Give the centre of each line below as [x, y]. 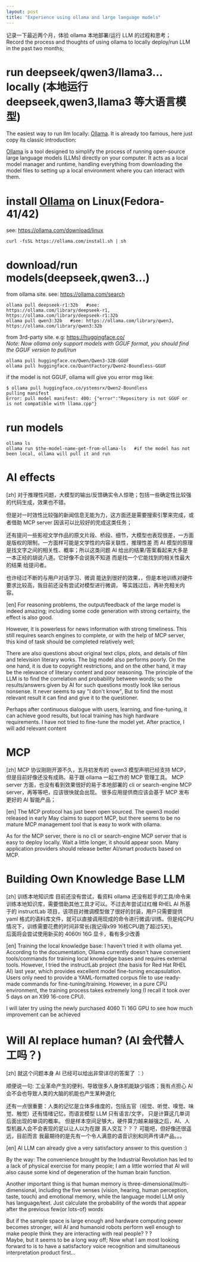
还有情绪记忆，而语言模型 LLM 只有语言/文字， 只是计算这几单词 [111, 1113]
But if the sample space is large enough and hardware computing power [95, 1221]
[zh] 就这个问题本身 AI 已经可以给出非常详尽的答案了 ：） [76, 1073]
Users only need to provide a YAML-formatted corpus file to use [85, 977]
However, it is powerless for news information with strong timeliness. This [96, 629]
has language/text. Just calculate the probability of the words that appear [96, 1203]
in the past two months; [35, 48]
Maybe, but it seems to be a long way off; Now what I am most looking [93, 1240]
